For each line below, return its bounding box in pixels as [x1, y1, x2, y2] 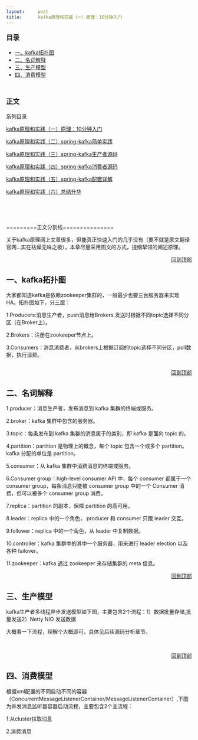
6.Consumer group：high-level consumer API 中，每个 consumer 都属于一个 [6, 475, 192, 482]
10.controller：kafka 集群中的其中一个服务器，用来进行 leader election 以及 [6, 540, 189, 547]
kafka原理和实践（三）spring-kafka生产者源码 [6, 150, 118, 157]
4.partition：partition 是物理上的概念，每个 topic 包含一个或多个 [6, 442, 161, 449]
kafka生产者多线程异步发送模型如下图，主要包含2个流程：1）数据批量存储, [6, 608, 187, 615]
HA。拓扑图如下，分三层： [6, 299, 71, 306]
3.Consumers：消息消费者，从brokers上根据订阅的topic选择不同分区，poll [6, 344, 187, 351]
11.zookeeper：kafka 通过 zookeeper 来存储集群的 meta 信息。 [6, 560, 159, 567]
